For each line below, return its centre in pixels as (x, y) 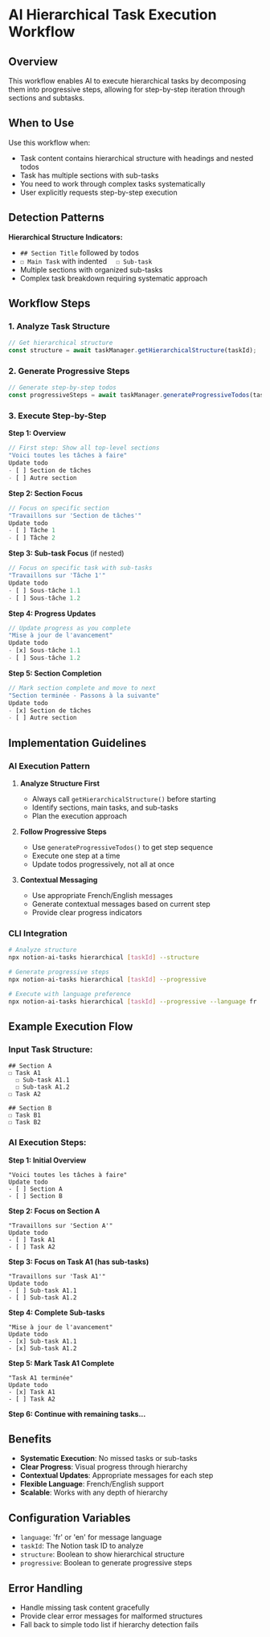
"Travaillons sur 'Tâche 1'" (57, 576)
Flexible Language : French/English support (92, 1484)
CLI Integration (38, 933)
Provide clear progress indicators (87, 912)
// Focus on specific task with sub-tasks (80, 568)
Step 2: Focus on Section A (54, 1211)
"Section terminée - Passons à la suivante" (84, 695)
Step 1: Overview (37, 433)
